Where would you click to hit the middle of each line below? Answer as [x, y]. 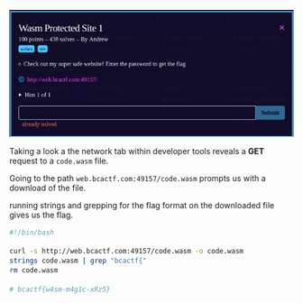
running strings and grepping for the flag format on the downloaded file [142, 205]
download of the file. [48, 188]
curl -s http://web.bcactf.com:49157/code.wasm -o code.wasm [127, 252]
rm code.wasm [34, 271]
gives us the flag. [41, 215]
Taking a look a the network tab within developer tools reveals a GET [137, 151]
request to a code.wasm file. [59, 161]
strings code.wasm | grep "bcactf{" [78, 261]
